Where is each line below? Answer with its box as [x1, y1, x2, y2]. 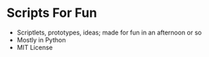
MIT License [16, 43, 53, 51]
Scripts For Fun [6, 5, 98, 21]
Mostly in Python [16, 35, 66, 44]
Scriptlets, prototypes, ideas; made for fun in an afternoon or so [16, 28, 202, 37]
